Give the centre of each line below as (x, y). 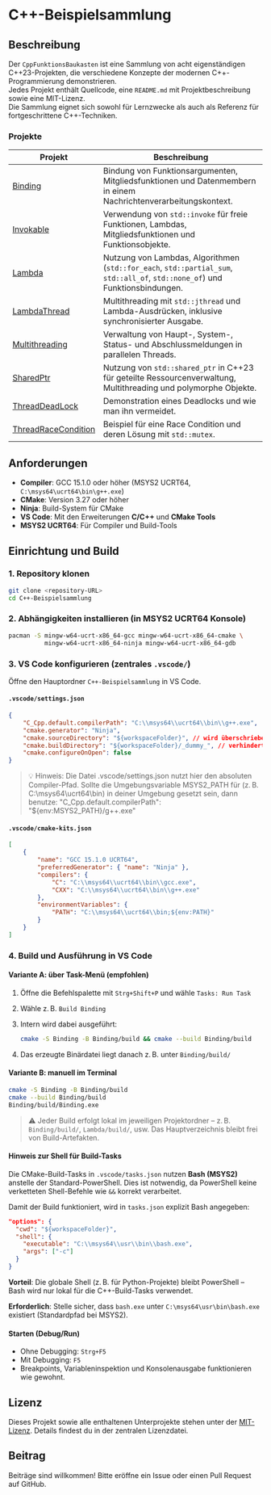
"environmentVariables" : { (83, 905)
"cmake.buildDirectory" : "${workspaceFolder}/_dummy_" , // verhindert (144, 745)
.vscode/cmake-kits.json (50, 828)
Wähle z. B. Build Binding (63, 1008)
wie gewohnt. (43, 1377)
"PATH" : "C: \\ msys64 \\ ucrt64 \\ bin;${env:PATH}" (133, 913)
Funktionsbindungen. (143, 288)
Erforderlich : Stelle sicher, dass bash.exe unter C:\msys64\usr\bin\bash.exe (134, 1306)
